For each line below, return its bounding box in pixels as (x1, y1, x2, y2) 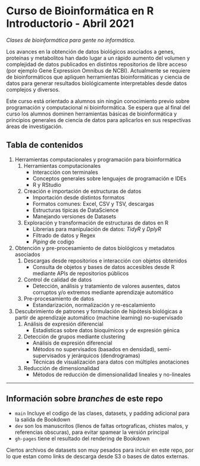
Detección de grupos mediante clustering (23, 333, 126, 340)
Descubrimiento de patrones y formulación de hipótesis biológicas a (14, 308, 183, 315)
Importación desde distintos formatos (32, 193, 125, 201)
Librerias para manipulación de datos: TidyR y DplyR (32, 225, 162, 233)
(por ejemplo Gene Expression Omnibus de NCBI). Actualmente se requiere (6, 67, 190, 74)
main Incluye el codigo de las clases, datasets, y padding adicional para (14, 409, 190, 417)
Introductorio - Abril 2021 (6, 17, 134, 30)
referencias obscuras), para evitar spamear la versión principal (14, 429, 169, 436)
